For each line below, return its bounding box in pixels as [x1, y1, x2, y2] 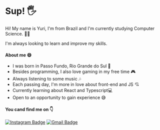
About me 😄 [5, 52, 32, 58]
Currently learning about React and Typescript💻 [12, 87, 112, 93]
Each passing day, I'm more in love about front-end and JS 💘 [12, 81, 139, 87]
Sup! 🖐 [5, 5, 36, 17]
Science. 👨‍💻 [5, 30, 30, 36]
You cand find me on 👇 [5, 106, 53, 112]
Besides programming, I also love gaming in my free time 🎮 [12, 68, 136, 74]
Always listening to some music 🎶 [12, 76, 81, 82]
